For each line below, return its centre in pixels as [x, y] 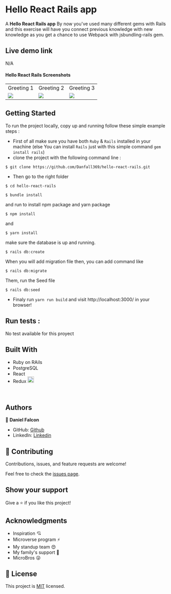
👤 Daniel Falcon [22, 420]
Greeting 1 [21, 88]
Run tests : [23, 321]
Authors [19, 407]
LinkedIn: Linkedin [32, 435]
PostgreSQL [25, 368]
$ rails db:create [25, 252]
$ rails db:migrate [26, 271]
